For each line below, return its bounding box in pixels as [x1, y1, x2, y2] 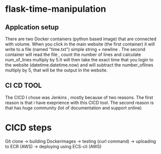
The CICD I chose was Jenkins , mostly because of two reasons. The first [5, 94, 153, 100]
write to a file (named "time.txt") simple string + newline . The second [5, 47, 146, 52]
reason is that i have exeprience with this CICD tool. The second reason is [5, 100, 154, 105]
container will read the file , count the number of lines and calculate [5, 51, 141, 57]
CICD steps [5, 122, 52, 133]
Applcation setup [5, 23, 59, 31]
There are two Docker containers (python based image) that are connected [5, 36, 157, 42]
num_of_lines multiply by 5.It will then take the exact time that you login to [5, 57, 154, 62]
